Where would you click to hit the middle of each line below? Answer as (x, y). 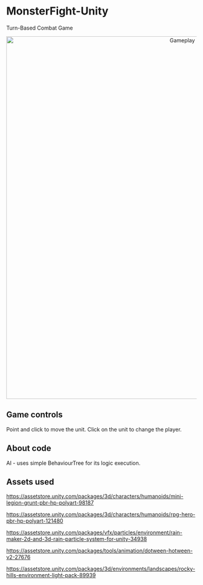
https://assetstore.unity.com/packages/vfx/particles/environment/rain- (95, 532)
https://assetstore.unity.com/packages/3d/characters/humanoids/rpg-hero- (101, 514)
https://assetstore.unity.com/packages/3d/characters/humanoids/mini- (95, 496)
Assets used (30, 482)
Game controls (34, 415)
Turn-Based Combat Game (40, 28)
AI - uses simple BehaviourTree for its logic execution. (73, 463)
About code (29, 448)
